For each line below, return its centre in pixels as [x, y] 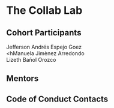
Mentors [22, 79]
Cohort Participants [44, 33]
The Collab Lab [44, 10]
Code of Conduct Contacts [57, 99]
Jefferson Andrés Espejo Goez [44, 47]
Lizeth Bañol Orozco [31, 60]
